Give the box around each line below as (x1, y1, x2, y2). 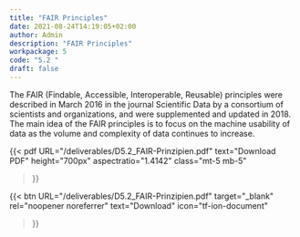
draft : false (9, 65, 59, 74)
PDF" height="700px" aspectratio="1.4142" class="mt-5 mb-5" (9, 155, 247, 166)
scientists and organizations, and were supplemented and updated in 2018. (9, 108, 292, 119)
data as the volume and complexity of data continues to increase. (9, 128, 255, 139)
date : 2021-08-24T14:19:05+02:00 (9, 22, 137, 31)
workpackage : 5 (9, 47, 67, 57)
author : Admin (9, 30, 64, 39)
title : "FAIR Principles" (9, 13, 108, 23)
